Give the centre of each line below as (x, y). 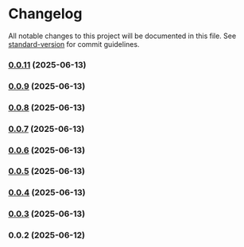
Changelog (45, 14)
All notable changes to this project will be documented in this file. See (122, 36)
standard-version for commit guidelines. (74, 44)
